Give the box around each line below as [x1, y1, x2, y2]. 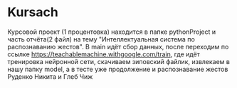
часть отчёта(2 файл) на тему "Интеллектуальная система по [7, 34, 196, 43]
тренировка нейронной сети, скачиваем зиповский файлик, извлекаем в [7, 57, 230, 65]
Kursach [7, 4, 58, 20]
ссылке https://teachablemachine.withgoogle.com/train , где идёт [7, 50, 201, 58]
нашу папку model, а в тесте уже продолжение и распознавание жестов [7, 65, 228, 73]
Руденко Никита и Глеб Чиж [7, 72, 93, 81]
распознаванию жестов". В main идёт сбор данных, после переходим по [7, 42, 229, 51]
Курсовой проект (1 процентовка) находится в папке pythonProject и [7, 27, 216, 36]
